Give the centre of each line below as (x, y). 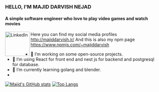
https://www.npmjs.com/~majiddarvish (70, 45)
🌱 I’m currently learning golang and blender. (57, 70)
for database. (26, 65)
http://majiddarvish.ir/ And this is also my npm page (83, 39)
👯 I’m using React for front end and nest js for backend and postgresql (83, 59)
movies (13, 23)
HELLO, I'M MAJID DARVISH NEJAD (48, 7)
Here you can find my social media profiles (74, 35)
